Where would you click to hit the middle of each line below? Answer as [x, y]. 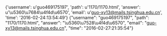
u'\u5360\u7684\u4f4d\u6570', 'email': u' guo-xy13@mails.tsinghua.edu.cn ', [84, 12]
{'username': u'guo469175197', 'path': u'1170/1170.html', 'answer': [73, 7]
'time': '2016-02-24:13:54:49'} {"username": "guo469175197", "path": [77, 18]
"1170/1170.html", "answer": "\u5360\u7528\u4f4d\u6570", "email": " [76, 23]
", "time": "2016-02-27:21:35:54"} [99, 28]
